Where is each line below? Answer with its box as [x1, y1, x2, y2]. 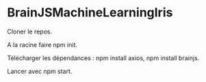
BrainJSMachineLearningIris [7, 5, 173, 20]
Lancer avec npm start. [7, 67, 73, 75]
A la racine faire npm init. [7, 40, 77, 49]
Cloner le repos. [7, 27, 53, 36]
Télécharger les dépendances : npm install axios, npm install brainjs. [7, 53, 200, 62]
